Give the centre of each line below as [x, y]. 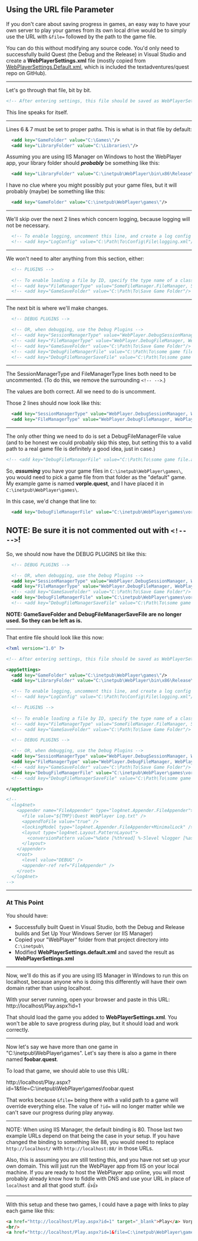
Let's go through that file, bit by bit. [49, 90]
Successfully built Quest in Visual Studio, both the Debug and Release [100, 927]
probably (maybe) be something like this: [56, 191]
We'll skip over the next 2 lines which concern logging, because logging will [98, 219]
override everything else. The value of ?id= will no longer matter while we [95, 1106]
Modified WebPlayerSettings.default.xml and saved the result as [95, 952]
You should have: [27, 915]
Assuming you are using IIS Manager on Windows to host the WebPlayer [94, 157]
